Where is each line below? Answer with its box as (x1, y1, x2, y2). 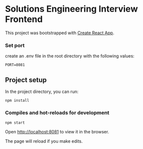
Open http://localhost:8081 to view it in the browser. (5, 129, 109, 135)
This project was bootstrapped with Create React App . (5, 30, 115, 36)
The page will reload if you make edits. (5, 138, 83, 144)
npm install (5, 98, 29, 103)
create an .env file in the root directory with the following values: (5, 53, 135, 59)
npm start (5, 120, 25, 125)
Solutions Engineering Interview (5, 3, 138, 15)
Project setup (5, 75, 47, 84)
